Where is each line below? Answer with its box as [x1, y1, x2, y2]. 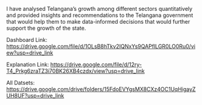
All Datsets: [6, 79, 35, 86]
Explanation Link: [6, 61, 49, 68]
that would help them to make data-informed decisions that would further [6, 18, 190, 25]
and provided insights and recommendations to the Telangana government [6, 12, 193, 19]
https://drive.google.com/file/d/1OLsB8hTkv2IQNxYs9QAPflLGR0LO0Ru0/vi [6, 42, 196, 50]
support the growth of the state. [6, 24, 86, 32]
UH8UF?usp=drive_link [6, 92, 64, 99]
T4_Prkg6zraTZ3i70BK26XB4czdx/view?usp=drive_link [6, 67, 145, 75]
